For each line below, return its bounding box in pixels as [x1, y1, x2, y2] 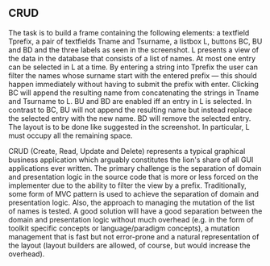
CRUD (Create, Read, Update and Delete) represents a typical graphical [8, 146, 246, 156]
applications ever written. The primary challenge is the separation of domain [8, 163, 262, 172]
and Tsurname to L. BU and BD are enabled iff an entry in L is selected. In [8, 96, 252, 106]
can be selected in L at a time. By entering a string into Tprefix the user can [8, 62, 258, 72]
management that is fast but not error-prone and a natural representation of [8, 231, 260, 241]
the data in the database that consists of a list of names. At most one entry [8, 53, 256, 63]
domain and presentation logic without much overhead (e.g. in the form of [8, 214, 254, 224]
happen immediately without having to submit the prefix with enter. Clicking [8, 79, 260, 89]
